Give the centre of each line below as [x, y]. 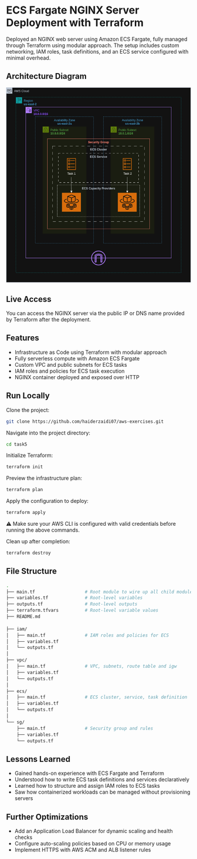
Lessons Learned [38, 759]
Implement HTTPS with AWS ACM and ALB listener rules [83, 850]
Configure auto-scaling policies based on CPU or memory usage [93, 844]
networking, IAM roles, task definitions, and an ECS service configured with [97, 51]
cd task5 [17, 444]
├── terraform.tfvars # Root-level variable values [82, 611]
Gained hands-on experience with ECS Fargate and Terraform [89, 773]
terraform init [25, 467]
